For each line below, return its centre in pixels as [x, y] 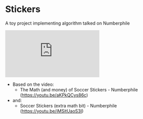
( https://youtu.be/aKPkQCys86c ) [54, 95]
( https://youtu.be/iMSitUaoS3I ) [52, 111]
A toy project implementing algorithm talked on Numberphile [68, 23]
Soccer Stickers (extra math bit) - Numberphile [68, 105]
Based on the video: [33, 84]
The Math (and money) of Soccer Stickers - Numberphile [79, 89]
